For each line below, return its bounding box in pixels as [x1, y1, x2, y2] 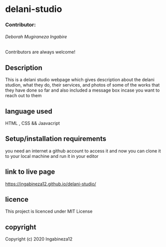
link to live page [5, 168, 55, 176]
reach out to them [5, 93, 42, 99]
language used [5, 107, 52, 116]
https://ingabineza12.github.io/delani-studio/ [5, 181, 96, 187]
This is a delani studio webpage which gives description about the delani [5, 77, 155, 83]
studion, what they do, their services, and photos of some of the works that [5, 82, 160, 88]
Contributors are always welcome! [5, 49, 76, 55]
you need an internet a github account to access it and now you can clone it [5, 148, 161, 154]
